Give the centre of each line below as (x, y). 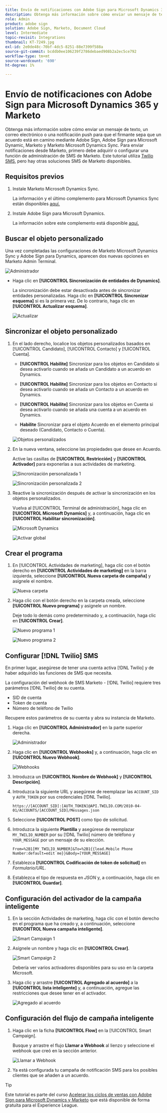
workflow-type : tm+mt (28, 56)
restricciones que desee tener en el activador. (59, 993)
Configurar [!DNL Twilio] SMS (52, 656)
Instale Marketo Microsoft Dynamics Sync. (56, 189)
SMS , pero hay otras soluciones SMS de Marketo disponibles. (68, 161)
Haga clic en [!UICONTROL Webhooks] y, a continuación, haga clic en (84, 752)
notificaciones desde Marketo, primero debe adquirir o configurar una (77, 150)
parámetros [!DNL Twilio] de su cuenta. (45, 688)
